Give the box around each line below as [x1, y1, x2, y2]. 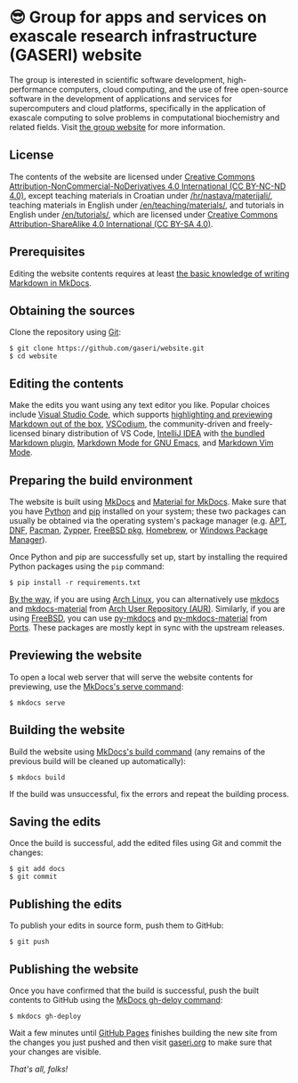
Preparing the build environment [9, 473, 193, 488]
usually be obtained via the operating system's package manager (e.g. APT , [9, 516, 287, 525]
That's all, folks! [9, 1063, 68, 1075]
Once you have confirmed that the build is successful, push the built [9, 985, 260, 996]
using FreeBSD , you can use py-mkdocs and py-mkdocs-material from [9, 613, 268, 623]
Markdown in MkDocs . [9, 277, 92, 288]
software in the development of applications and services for [9, 93, 233, 104]
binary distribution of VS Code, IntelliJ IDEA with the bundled [42, 428, 265, 439]
